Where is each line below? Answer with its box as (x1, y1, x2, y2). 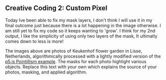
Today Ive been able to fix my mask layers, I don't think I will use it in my (5, 17, 153, 23)
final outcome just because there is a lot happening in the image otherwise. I (5, 22, 161, 28)
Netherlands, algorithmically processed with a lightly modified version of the (5, 53, 161, 59)
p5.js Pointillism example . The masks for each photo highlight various (5, 58, 147, 64)
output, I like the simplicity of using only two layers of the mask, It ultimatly (5, 33, 158, 39)
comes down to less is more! (5, 38, 64, 44)
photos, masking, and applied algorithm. (5, 69, 88, 75)
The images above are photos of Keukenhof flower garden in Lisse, (5, 48, 142, 54)
